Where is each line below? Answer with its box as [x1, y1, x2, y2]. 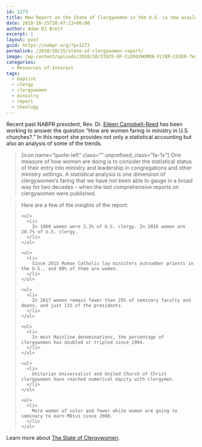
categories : [6, 59, 36, 65]
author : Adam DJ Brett [6, 25, 63, 32]
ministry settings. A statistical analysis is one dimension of [20, 170, 166, 177]
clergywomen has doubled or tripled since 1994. [20, 339, 145, 345]
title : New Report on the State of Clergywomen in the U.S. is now [6, 14, 179, 20]
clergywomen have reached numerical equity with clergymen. [20, 376, 175, 382]
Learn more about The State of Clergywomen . [6, 434, 120, 441]
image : [6, 54, 23, 60]
